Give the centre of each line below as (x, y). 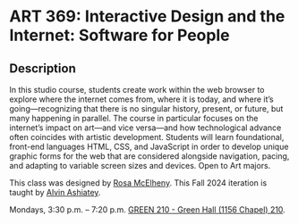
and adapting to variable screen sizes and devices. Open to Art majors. (140, 166)
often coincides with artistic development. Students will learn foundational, (147, 137)
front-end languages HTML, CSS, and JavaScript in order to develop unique (149, 146)
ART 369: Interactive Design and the (147, 17)
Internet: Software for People (119, 35)
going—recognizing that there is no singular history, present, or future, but (146, 108)
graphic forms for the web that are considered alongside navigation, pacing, (149, 156)
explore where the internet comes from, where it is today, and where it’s (142, 99)
